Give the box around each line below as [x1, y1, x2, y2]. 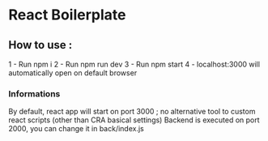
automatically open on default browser [8, 68, 138, 78]
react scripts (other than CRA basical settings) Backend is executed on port [8, 115, 261, 125]
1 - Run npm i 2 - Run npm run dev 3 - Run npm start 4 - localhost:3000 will [8, 59, 261, 69]
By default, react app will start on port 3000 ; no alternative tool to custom [8, 107, 256, 117]
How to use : [8, 38, 73, 52]
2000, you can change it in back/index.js [8, 124, 144, 134]
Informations [8, 88, 61, 99]
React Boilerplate [8, 6, 126, 24]
